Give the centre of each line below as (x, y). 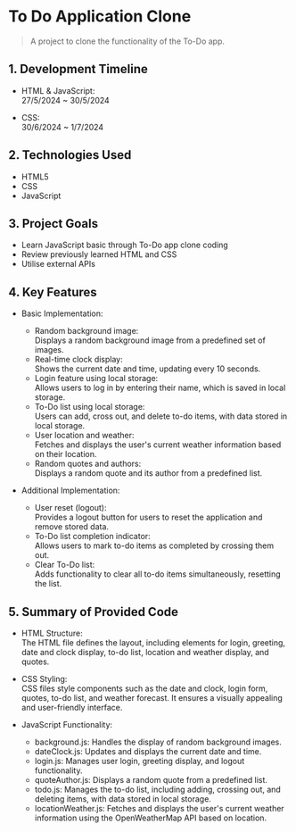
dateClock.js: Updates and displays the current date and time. (148, 751)
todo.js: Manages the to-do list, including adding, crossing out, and (158, 789)
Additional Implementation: (70, 491)
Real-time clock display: (78, 360)
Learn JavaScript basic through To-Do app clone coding (124, 245)
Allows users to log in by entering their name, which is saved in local (160, 388)
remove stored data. (71, 527)
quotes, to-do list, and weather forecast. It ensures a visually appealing (152, 698)
